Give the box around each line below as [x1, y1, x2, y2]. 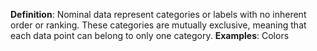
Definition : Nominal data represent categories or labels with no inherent [10, 9, 307, 20]
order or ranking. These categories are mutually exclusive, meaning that [10, 19, 307, 31]
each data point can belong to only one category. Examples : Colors [10, 30, 290, 41]
